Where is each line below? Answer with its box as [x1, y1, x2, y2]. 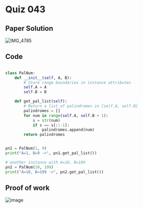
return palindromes [23, 132, 65, 137]
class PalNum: [5, 70, 36, 75]
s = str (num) [32, 118, 60, 123]
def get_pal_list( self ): [14, 99, 67, 104]
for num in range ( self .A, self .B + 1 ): [23, 113, 109, 118]
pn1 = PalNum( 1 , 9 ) [5, 146, 47, 151]
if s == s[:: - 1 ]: [32, 122, 70, 128]
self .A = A [23, 85, 47, 90]
